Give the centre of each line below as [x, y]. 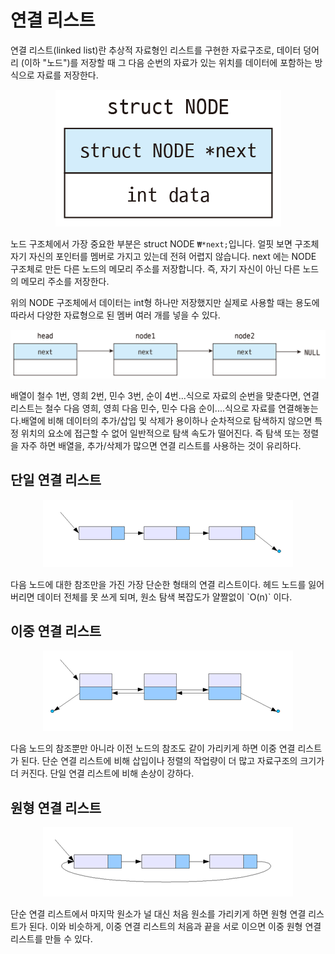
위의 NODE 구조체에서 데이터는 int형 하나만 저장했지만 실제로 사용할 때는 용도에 [165, 302]
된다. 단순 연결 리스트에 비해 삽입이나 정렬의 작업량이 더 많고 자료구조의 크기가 [172, 761]
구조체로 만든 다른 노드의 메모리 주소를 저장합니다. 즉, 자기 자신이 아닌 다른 [155, 268]
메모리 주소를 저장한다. [65, 281]
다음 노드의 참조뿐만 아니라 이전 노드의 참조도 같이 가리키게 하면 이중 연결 [153, 748]
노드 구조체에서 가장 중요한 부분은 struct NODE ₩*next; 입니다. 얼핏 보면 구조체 [165, 243]
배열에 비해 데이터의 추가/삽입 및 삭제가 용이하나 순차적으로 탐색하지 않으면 [166, 420]
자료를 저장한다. [67, 75]
